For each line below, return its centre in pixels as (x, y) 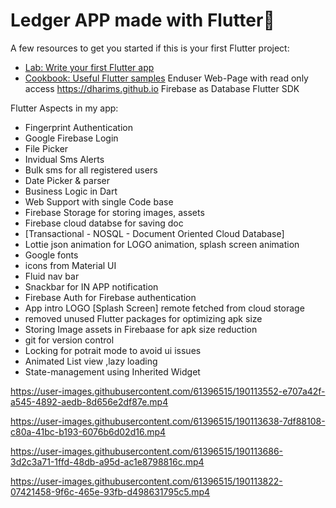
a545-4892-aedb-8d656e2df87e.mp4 (89, 401)
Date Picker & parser (67, 180)
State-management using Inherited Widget (112, 371)
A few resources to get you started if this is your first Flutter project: (150, 48)
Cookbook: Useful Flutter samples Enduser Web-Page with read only (166, 78)
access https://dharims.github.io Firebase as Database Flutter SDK (162, 88)
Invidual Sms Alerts (64, 159)
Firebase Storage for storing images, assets (114, 212)
